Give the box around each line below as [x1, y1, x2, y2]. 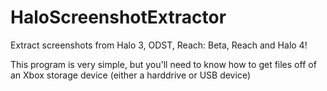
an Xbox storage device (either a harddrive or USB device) [10, 69, 251, 81]
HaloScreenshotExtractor [10, 6, 227, 29]
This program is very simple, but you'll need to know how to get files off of [10, 58, 317, 70]
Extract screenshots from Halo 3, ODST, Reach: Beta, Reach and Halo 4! [10, 39, 308, 51]
